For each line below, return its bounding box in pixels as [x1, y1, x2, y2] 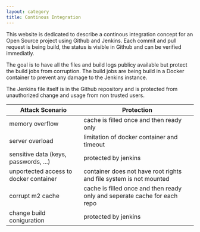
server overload [9, 136, 54, 145]
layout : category [6, 8, 49, 15]
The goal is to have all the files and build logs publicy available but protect [6, 61, 187, 68]
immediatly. [6, 49, 35, 57]
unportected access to [9, 167, 73, 175]
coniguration [9, 216, 45, 224]
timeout [83, 140, 105, 149]
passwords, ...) [9, 157, 51, 165]
